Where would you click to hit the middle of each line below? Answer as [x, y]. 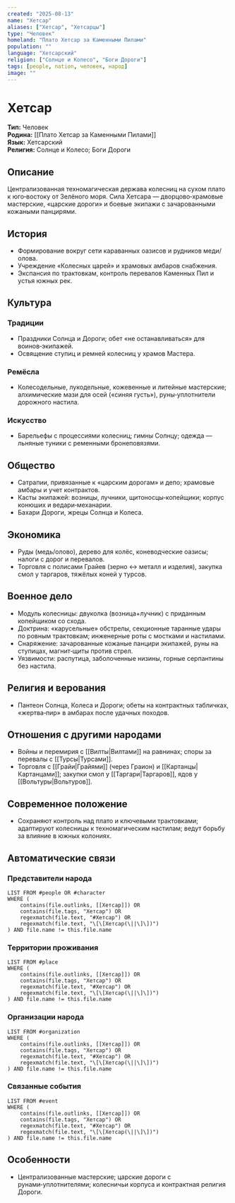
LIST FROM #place [33, 962]
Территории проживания [53, 947]
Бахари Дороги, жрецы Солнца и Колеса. [80, 513]
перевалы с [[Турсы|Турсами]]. [65, 759]
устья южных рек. [45, 281]
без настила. [37, 666]
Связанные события [44, 1087]
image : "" [22, 73]
